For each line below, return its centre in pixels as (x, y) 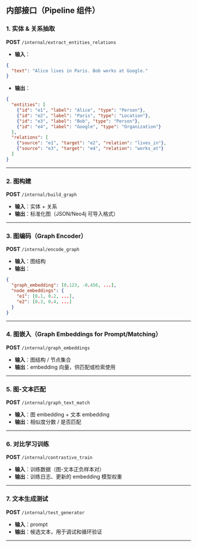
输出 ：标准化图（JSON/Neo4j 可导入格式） (67, 214)
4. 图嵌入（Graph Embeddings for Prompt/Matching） (84, 334)
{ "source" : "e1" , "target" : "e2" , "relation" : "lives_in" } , (91, 143)
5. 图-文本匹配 (26, 389)
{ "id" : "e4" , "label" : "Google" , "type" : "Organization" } (89, 126)
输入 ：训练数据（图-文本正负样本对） (60, 469)
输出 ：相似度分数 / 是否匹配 (48, 422)
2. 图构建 (19, 181)
